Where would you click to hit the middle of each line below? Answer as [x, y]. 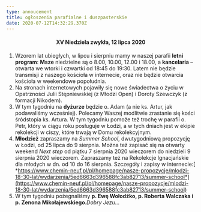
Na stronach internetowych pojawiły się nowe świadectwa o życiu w [99, 87]
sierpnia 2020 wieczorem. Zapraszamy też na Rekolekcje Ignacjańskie [102, 157]
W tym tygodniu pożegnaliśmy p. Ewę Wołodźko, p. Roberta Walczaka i [104, 196]
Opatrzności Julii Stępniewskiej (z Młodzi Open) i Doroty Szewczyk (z [101, 94]
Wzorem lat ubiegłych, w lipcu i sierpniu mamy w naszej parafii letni [99, 55]
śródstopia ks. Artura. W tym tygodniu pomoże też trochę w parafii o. [100, 119]
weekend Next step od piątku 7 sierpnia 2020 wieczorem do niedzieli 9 [103, 151]
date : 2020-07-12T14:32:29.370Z [46, 23]
